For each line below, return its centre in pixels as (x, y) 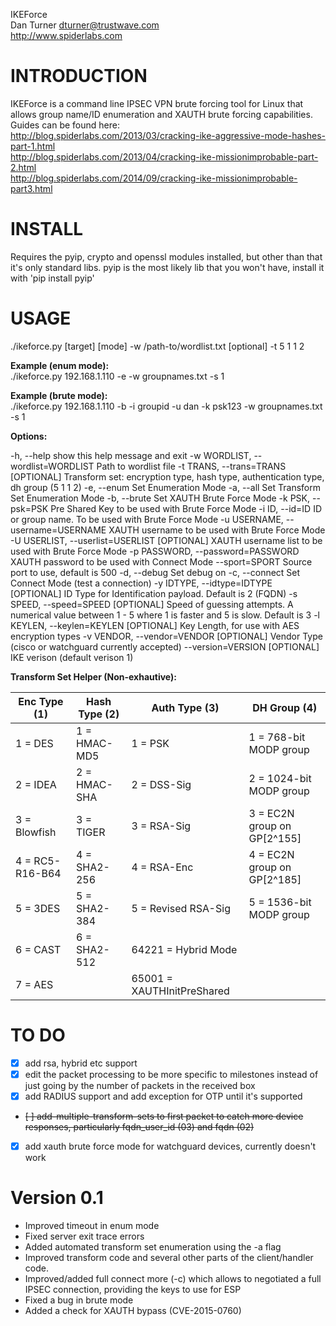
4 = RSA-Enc (162, 867)
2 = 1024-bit (280, 778)
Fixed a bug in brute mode (79, 1300)
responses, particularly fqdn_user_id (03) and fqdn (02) (139, 1126)
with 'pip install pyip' (52, 278)
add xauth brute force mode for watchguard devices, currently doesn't (170, 1146)
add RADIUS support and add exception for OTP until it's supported (163, 1096)
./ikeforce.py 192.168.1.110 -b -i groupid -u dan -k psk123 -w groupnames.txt (166, 406)
